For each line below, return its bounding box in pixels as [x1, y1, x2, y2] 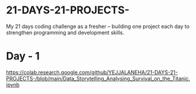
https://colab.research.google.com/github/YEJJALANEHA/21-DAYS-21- [6, 68, 178, 76]
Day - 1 [6, 50, 40, 63]
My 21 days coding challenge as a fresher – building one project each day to [6, 23, 190, 30]
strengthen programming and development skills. [6, 29, 125, 36]
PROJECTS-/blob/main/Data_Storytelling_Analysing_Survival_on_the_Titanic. [6, 75, 190, 82]
